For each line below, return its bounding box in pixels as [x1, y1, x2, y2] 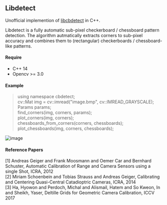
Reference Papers [5, 146, 43, 152]
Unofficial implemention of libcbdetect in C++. [5, 17, 100, 23]
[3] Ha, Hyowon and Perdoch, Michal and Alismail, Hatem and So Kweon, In [5, 184, 160, 190]
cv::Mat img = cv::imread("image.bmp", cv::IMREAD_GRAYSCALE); [17, 99, 154, 105]
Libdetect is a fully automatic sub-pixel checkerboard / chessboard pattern [5, 27, 160, 33]
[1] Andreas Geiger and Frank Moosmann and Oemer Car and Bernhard [5, 158, 151, 164]
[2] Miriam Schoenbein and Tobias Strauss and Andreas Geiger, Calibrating [5, 174, 160, 180]
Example [5, 82, 24, 88]
